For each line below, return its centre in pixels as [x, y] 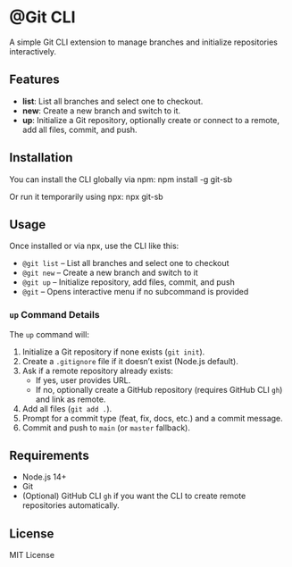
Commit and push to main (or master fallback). [106, 428]
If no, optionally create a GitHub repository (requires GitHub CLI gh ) [159, 389]
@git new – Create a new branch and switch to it [110, 273]
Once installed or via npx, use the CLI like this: [94, 246]
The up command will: [49, 334]
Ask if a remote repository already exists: [98, 371]
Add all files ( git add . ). [67, 408]
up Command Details [54, 315]
